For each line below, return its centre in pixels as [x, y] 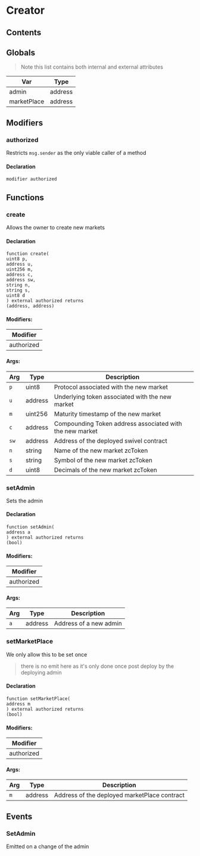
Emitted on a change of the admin [48, 846]
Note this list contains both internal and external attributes [92, 67]
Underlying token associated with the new [112, 397]
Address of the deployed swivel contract [111, 441]
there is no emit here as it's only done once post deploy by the [97, 666]
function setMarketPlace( [38, 699]
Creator [26, 10]
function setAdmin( [30, 527]
